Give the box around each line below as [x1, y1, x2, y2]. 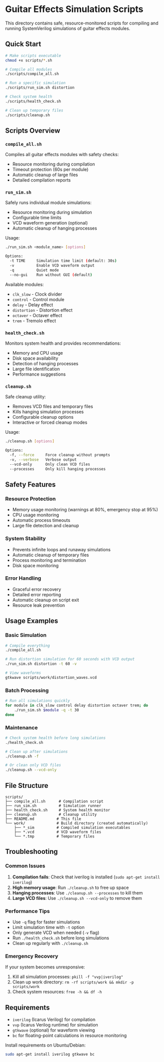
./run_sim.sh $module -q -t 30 [14, 707, 79, 712]
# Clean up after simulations [5, 749, 68, 754]
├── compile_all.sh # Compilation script [5, 799, 104, 804]
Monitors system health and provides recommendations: [5, 340, 121, 346]
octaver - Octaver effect [12, 312, 62, 318]
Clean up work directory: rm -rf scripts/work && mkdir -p [12, 979, 134, 985]
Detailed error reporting [12, 591, 61, 597]
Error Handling [5, 575, 41, 582]
